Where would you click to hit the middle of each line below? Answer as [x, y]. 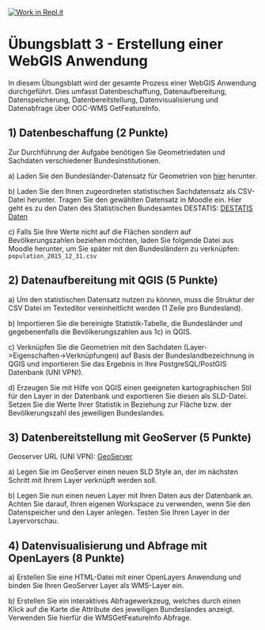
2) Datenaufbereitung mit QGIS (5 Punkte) [113, 281]
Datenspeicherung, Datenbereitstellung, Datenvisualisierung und [114, 100]
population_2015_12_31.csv [53, 256]
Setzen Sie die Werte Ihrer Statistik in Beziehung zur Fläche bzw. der [120, 404]
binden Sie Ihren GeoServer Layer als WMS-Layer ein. [96, 586]
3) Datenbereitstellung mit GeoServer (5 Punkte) [130, 437]
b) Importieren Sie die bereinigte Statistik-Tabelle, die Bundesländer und [125, 323]
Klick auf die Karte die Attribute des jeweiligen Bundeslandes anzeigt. [121, 609]
